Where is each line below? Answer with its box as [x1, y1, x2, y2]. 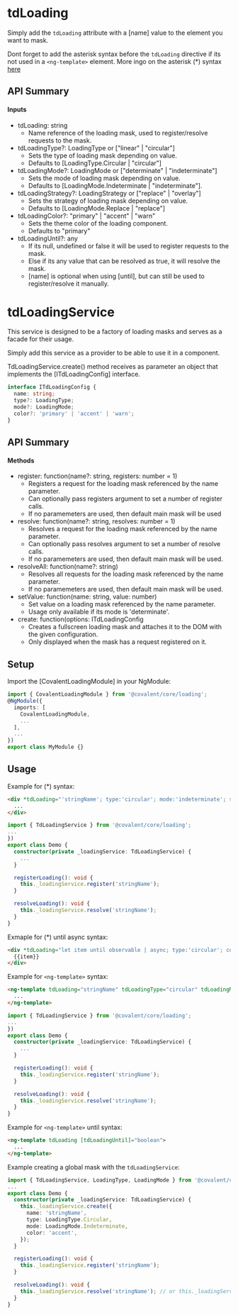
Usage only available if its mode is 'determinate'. [28, 608, 170, 616]
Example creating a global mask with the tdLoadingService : [7, 1163, 180, 1171]
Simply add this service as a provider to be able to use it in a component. [7, 349, 220, 357]
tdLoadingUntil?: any [17, 234, 78, 243]
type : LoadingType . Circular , [25, 1216, 113, 1224]
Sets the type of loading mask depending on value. [28, 151, 177, 160]
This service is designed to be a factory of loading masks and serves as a [7, 328, 222, 336]
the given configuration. [28, 630, 98, 639]
